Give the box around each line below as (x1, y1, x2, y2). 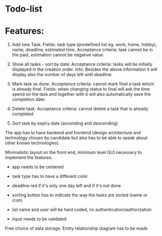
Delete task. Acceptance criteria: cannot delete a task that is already (12, 106, 148, 112)
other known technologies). (5, 140, 60, 146)
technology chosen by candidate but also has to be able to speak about (5, 135, 147, 141)
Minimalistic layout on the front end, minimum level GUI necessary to (5, 149, 142, 156)
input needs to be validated (12, 216, 67, 222)
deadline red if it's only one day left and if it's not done (12, 183, 121, 189)
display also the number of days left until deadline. (12, 72, 113, 78)
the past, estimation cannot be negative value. (12, 52, 104, 58)
